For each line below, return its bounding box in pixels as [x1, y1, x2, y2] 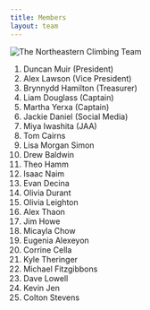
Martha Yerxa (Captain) [22, 101, 110, 112]
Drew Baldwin [22, 149, 75, 159]
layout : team [10, 22, 59, 30]
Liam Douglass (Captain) [22, 91, 114, 103]
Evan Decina [22, 177, 70, 188]
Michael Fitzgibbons [22, 263, 98, 274]
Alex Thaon [22, 206, 66, 217]
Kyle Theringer [22, 254, 79, 264]
